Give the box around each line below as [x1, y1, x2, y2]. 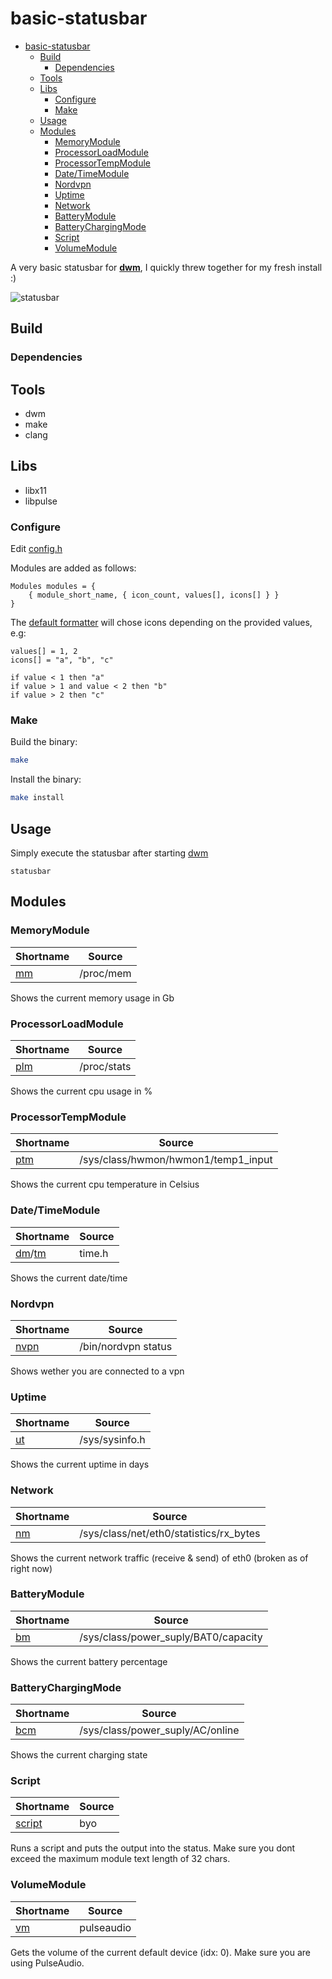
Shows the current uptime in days [10, 1458, 150, 1471]
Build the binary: [10, 736, 78, 748]
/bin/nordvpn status [79, 1339, 173, 1353]
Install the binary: [10, 773, 82, 786]
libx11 [24, 484, 47, 496]
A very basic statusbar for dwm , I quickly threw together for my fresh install [10, 261, 323, 273]
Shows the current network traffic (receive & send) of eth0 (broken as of [10, 1552, 309, 1564]
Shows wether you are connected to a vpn [10, 1365, 185, 1377]
